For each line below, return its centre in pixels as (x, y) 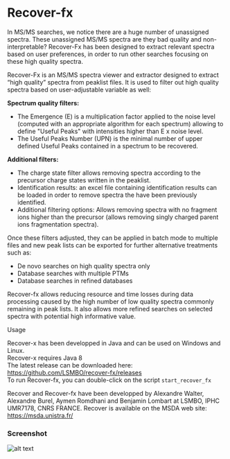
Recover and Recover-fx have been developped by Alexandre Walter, (106, 393)
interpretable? (27, 46)
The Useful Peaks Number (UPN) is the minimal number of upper (110, 138)
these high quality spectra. (45, 61)
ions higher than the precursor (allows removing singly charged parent (118, 217)
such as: (19, 252)
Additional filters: (33, 159)
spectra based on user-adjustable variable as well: (79, 89)
